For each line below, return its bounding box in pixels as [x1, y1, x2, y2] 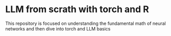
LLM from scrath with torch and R [5, 4, 149, 15]
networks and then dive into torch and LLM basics [5, 25, 111, 31]
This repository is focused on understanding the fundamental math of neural [5, 20, 166, 26]
